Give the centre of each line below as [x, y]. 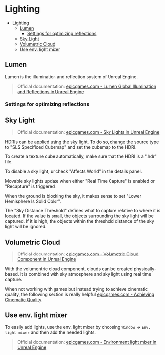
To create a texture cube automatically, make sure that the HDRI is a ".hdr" [81, 156]
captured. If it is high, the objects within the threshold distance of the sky [80, 221]
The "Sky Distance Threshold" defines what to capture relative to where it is [83, 211]
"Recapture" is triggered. [30, 186]
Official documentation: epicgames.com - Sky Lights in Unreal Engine [88, 132]
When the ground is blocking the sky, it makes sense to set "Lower [73, 196]
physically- [145, 269]
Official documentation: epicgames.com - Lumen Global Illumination [86, 86]
